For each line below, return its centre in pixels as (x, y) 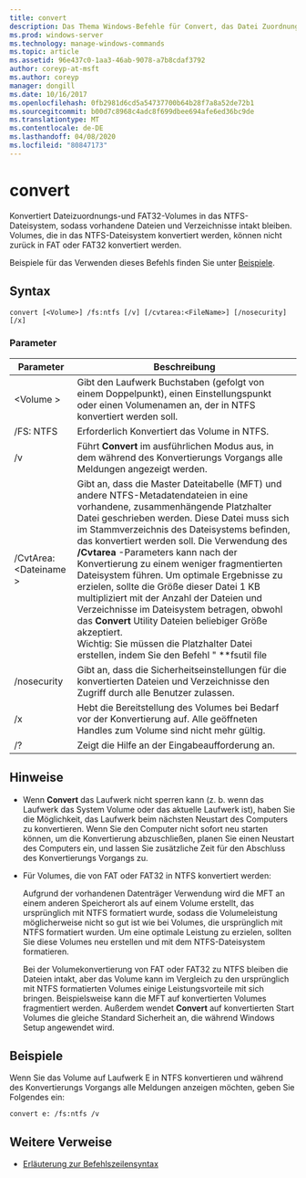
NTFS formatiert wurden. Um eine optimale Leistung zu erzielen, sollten (157, 931)
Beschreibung (184, 366)
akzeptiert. (100, 632)
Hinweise (36, 778)
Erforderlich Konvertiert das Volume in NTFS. (173, 431)
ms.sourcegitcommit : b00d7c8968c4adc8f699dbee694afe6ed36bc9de (132, 111)
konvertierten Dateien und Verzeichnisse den (173, 681)
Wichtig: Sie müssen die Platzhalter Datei (165, 643)
